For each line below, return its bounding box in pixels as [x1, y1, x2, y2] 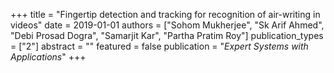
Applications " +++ [10, 51, 87, 63]
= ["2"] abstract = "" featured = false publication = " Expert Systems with [10, 40, 309, 52]
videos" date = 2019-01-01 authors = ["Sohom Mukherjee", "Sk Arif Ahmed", [10, 19, 325, 31]
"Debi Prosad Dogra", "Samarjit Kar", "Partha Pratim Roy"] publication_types [10, 30, 324, 41]
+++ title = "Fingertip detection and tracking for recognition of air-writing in [10, 9, 321, 20]
